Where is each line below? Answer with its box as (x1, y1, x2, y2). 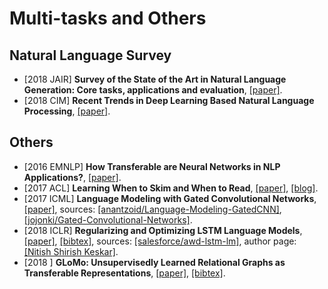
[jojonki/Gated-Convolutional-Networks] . (23, 213, 193, 226)
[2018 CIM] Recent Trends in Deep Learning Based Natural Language (23, 95, 315, 106)
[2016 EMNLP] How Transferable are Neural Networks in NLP (23, 160, 281, 172)
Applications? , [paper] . (23, 171, 122, 183)
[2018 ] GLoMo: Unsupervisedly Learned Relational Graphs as (23, 256, 286, 268)
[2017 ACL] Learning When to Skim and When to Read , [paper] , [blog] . (23, 182, 319, 194)
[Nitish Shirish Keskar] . (23, 245, 119, 257)
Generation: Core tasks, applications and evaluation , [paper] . (23, 84, 283, 96)
